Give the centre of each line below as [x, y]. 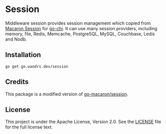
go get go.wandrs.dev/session [37, 66]
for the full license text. [29, 127]
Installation [23, 55]
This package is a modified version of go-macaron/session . [67, 94]
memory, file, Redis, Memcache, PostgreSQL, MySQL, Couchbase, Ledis [80, 34]
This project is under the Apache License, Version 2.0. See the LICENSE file [83, 122]
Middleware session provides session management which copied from [78, 23]
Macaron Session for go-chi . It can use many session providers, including [81, 28]
